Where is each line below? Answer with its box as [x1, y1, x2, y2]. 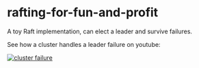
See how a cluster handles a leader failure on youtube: [7, 40, 161, 48]
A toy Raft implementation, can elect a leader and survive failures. [7, 27, 193, 35]
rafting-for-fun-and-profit [7, 5, 159, 20]
